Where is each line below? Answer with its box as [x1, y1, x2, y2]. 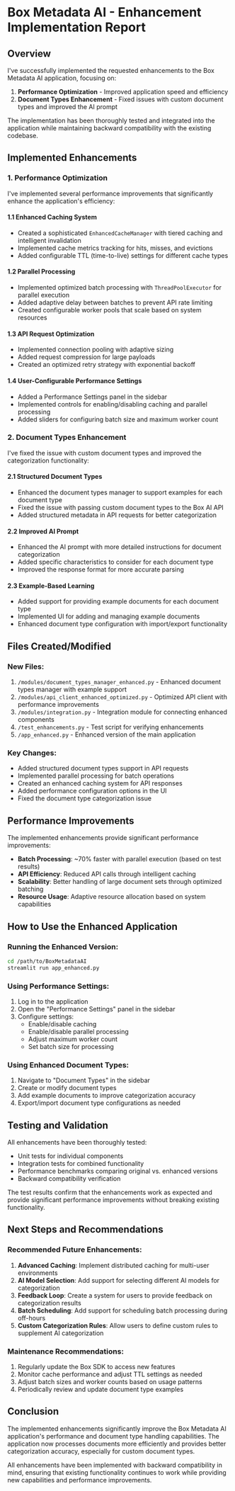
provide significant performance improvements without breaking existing [7, 1196, 219, 1204]
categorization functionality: [7, 456, 90, 465]
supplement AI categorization [17, 1329, 104, 1337]
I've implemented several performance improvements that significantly [7, 189, 214, 198]
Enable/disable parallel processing [28, 1027, 129, 1036]
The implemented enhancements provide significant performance [7, 834, 199, 842]
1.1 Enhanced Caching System [7, 213, 97, 222]
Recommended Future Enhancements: [7, 1245, 142, 1254]
